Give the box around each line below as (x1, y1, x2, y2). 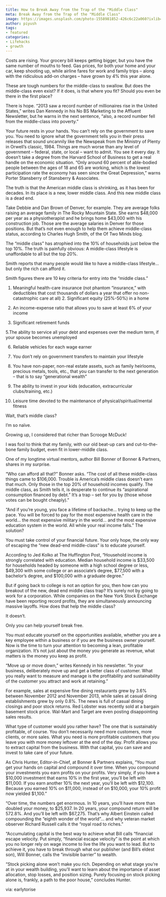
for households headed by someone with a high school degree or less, (5, 562, 149, 568)
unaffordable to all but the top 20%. (5, 251, 78, 257)
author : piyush (5, 21, 37, 26)
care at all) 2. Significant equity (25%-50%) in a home (39, 295, 149, 301)
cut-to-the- (134, 441, 158, 447)
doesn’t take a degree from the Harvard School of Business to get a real (5, 154, 152, 160)
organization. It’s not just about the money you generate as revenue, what (5, 648, 155, 654)
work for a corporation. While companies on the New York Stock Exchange (5, 592, 158, 599)
